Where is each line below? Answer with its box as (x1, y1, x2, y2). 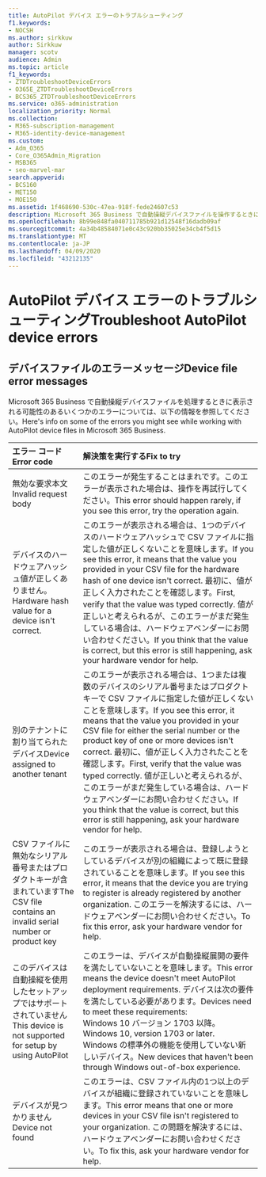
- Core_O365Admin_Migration (8, 151, 101, 159)
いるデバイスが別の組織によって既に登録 (98, 855, 249, 866)
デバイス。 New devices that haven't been (98, 1051, 253, 1062)
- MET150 (8, 188, 37, 196)
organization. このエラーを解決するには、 (82, 898, 237, 909)
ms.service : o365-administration (8, 100, 119, 108)
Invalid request (12, 488, 67, 499)
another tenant (12, 768, 67, 779)
